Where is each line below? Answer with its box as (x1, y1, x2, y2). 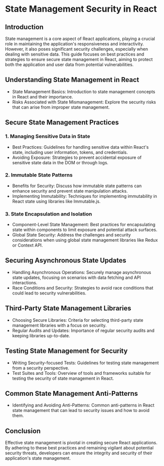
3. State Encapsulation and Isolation (5, 211, 92, 217)
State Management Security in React (5, 3, 157, 15)
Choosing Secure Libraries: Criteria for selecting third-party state (12, 317, 143, 323)
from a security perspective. (12, 365, 69, 371)
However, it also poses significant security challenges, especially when (5, 46, 148, 52)
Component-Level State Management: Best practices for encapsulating (12, 222, 156, 228)
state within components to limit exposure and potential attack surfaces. (12, 227, 158, 233)
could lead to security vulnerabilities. (12, 290, 86, 296)
